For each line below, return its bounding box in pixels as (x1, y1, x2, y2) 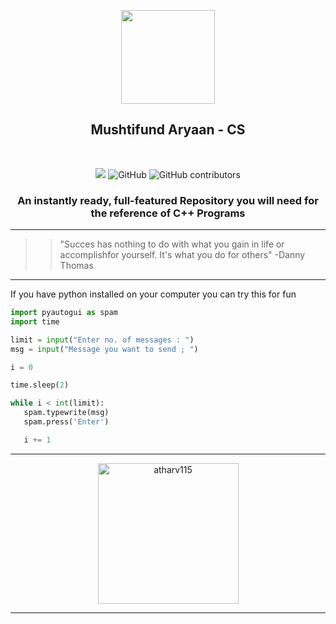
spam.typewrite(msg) (23, 408, 110, 418)
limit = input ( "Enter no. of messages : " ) (10, 335, 195, 345)
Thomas (59, 260, 94, 272)
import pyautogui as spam (10, 308, 118, 318)
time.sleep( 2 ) (10, 380, 70, 390)
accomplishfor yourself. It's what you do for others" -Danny (59, 249, 306, 261)
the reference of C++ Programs (90, 206, 246, 220)
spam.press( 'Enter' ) (23, 417, 110, 427)
